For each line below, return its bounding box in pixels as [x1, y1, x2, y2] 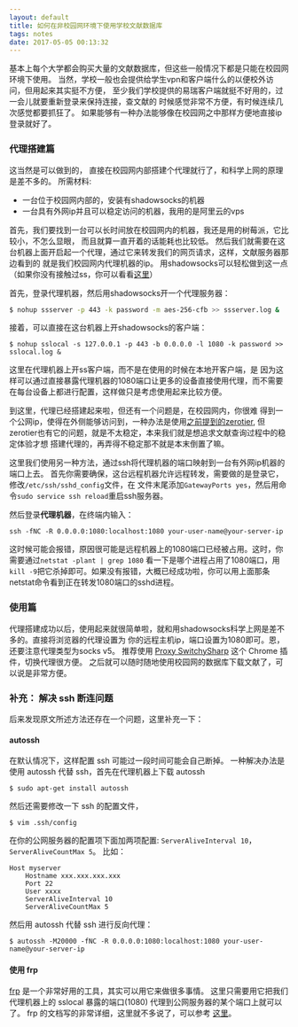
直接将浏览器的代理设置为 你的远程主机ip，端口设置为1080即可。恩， [32, 634, 285, 645]
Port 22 [25, 879, 53, 889]
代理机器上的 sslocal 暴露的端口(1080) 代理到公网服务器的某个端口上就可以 [9, 997, 282, 1008]
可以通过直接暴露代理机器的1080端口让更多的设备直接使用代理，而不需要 [16, 376, 284, 386]
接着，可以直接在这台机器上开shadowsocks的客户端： [9, 323, 208, 333]
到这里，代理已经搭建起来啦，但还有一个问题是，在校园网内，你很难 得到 [9, 405, 276, 416]
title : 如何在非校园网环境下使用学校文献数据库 [9, 21, 163, 30]
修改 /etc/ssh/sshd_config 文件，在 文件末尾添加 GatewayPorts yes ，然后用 [9, 479, 279, 490]
